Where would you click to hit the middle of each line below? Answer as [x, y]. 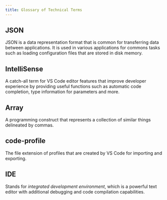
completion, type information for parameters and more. [63, 92]
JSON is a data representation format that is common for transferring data [82, 42]
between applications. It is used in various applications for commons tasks [83, 48]
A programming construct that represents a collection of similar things [78, 120]
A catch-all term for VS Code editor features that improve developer [76, 81]
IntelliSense [24, 69]
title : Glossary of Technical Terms [44, 10]
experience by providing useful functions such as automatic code [73, 87]
